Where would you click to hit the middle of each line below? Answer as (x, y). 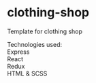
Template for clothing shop (45, 31)
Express (18, 52)
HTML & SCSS (27, 73)
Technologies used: (35, 44)
